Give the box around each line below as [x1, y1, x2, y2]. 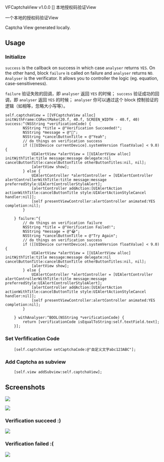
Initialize [5, 54, 26, 61]
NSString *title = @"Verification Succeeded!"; [23, 125, 122, 130]
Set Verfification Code [5, 335, 60, 342]
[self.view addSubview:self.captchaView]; [14, 370, 102, 375]
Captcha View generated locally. [5, 25, 71, 31]
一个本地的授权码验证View [5, 15, 59, 21]
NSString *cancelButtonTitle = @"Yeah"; [23, 134, 107, 139]
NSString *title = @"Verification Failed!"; [23, 224, 116, 230]
